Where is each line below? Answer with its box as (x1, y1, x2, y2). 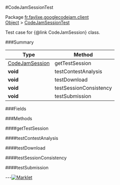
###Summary (5, 39, 34, 45)
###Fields (5, 106, 26, 112)
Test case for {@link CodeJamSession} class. (5, 29, 100, 35)
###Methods (5, 116, 32, 121)
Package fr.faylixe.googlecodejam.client (5, 14, 89, 20)
